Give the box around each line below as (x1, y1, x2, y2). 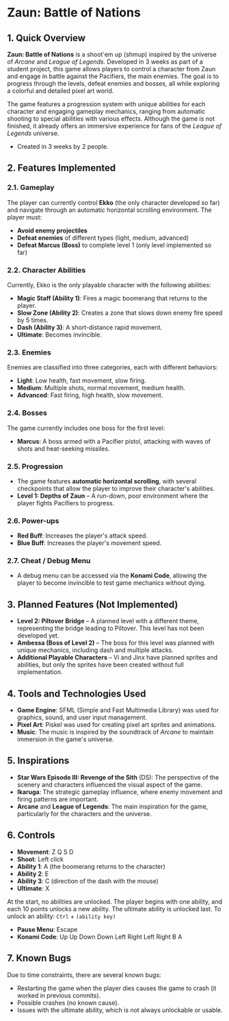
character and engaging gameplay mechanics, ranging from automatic (7, 108, 206, 115)
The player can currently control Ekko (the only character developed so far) (7, 198, 220, 206)
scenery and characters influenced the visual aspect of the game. (16, 780, 203, 789)
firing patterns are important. (16, 795, 99, 803)
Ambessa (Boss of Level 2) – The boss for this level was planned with (16, 639, 215, 647)
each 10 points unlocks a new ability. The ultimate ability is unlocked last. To (7, 904, 221, 913)
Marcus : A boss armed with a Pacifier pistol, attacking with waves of (16, 437, 211, 445)
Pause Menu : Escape (16, 925, 78, 933)
